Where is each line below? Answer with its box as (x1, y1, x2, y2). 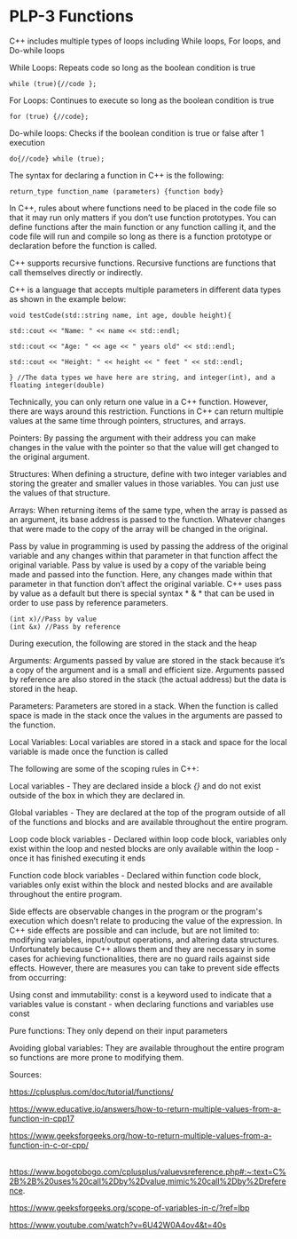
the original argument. (9, 451, 90, 462)
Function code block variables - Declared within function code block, (9, 870, 262, 880)
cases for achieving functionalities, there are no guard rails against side (9, 953, 270, 964)
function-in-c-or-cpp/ (9, 1140, 90, 1150)
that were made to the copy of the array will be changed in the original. (9, 523, 269, 534)
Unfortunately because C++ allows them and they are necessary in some (9, 943, 277, 954)
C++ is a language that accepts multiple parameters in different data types (9, 284, 282, 295)
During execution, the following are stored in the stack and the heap (9, 638, 257, 648)
